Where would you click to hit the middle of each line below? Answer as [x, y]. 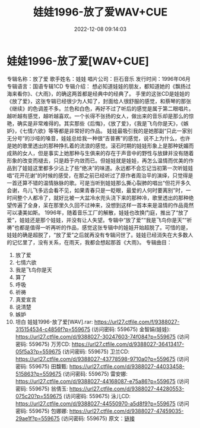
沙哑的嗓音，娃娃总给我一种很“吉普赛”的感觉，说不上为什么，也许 [110, 138]
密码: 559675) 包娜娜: [42, 411]
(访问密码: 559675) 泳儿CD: [97, 396]
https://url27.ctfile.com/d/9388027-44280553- [127, 388]
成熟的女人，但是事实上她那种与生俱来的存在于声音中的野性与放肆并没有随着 [100, 153]
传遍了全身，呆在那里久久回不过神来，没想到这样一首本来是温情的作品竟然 [103, 205]
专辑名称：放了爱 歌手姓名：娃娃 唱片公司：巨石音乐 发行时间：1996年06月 [99, 78]
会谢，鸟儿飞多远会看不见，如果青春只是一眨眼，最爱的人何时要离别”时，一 [99, 190]
